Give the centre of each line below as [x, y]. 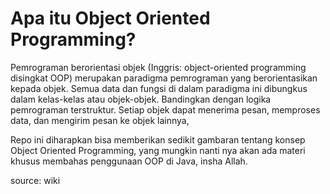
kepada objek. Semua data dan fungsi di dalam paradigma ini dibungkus [159, 88]
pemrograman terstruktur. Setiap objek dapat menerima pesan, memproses [165, 109]
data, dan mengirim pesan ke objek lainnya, [100, 120]
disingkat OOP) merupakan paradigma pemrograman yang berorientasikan [164, 78]
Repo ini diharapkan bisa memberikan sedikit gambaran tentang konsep [158, 139]
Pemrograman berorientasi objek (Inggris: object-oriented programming [158, 67]
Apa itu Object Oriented [110, 18]
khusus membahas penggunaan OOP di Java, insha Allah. [129, 161]
